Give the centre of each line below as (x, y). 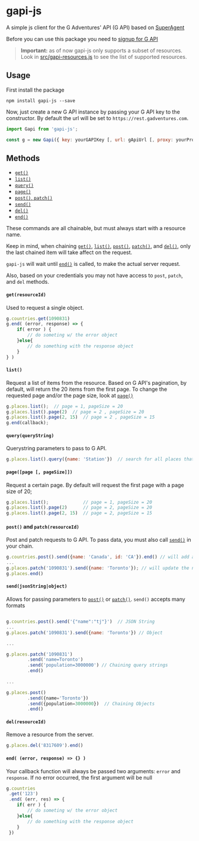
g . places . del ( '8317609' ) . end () (45, 746)
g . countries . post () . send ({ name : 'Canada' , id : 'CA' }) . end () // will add (98, 557)
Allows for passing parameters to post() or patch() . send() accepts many (96, 600)
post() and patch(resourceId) (43, 526)
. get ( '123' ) (23, 794)
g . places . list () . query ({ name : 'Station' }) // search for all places (94, 459)
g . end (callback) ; (28, 423)
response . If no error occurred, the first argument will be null (79, 777)
